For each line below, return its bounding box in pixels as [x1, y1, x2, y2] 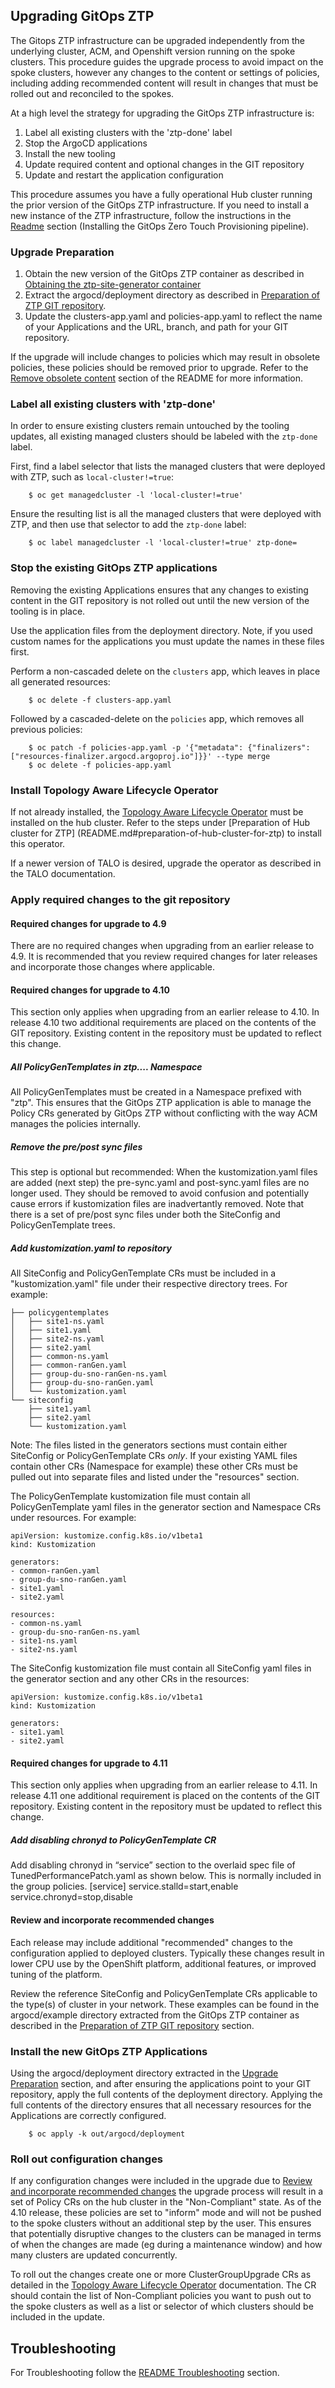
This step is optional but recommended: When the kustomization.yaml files [10, 1166, 318, 1178]
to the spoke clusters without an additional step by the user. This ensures [10, 2217, 312, 2229]
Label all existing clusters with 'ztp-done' [10, 397, 217, 411]
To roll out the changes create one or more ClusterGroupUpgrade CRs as [10, 2269, 312, 2281]
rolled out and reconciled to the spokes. [10, 87, 175, 99]
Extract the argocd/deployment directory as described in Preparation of [24, 289, 320, 301]
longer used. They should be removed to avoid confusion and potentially [10, 1187, 310, 1199]
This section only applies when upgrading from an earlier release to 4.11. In [10, 1779, 318, 1791]
